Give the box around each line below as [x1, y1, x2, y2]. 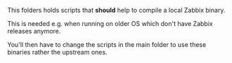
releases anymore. [7, 27, 61, 35]
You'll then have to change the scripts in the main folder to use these [7, 41, 207, 48]
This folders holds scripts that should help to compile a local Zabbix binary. [7, 6, 226, 14]
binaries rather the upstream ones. [7, 48, 108, 56]
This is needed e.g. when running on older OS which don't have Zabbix [7, 20, 213, 27]
